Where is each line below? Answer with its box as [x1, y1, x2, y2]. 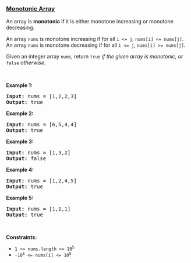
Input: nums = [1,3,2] [6, 150, 71, 156]
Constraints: [6, 234, 37, 241]
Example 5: [6, 195, 34, 202]
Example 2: [6, 110, 34, 117]
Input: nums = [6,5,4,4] [6, 122, 77, 128]
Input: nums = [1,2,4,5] [6, 178, 77, 184]
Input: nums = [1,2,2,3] [6, 93, 77, 100]
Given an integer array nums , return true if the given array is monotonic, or [6, 53, 183, 60]
